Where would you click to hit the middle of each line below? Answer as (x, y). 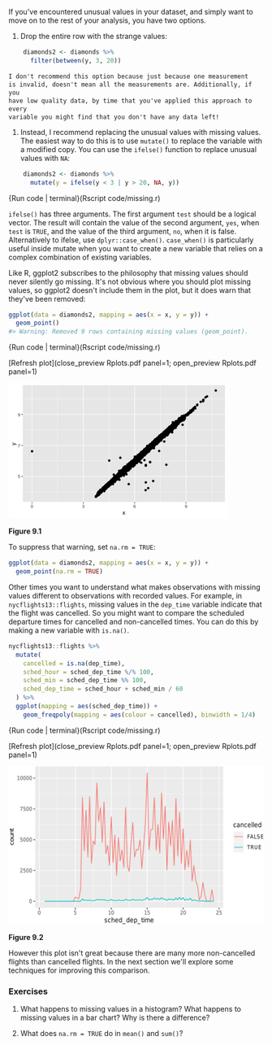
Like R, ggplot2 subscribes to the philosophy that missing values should (128, 272)
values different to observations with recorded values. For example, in (125, 595)
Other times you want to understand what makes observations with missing (135, 587)
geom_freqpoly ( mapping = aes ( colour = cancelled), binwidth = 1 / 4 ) (139, 715)
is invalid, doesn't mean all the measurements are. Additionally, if (130, 85)
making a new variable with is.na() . (69, 630)
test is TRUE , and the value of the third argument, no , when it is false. (123, 231)
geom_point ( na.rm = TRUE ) (60, 572)
